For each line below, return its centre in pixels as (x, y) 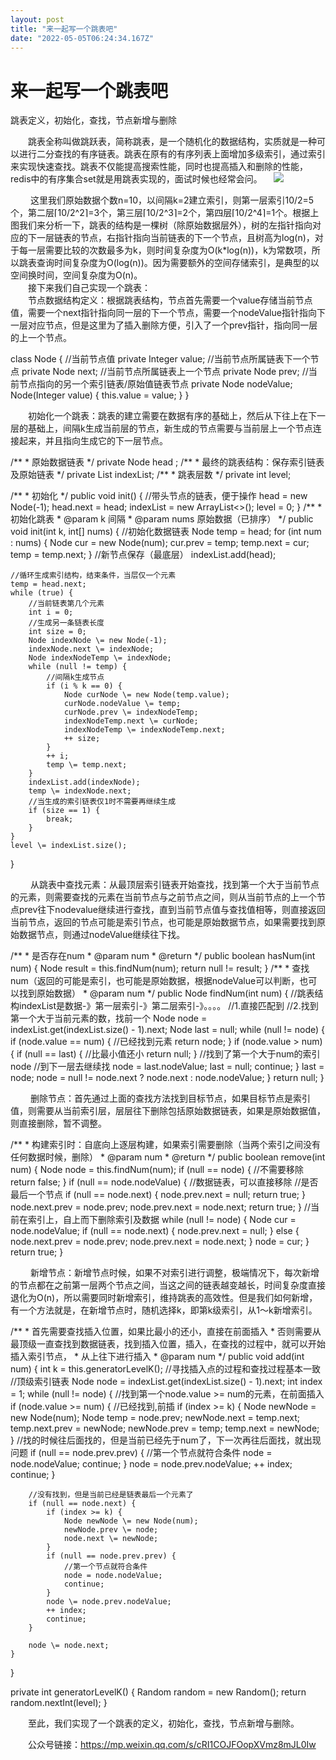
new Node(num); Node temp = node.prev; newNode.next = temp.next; (155, 1418)
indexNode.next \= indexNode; (91, 649)
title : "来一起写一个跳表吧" (64, 29)
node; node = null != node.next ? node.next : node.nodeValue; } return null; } (167, 1078)
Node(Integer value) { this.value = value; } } (100, 395)
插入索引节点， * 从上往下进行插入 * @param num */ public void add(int (157, 1357)
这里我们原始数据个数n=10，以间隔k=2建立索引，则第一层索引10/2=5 (172, 200)
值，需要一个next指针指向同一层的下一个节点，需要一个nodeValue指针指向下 (168, 313)
